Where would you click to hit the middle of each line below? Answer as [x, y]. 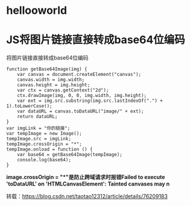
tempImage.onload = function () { [50, 149]
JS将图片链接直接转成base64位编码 [96, 40]
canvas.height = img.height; [54, 85]
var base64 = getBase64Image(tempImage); [70, 155]
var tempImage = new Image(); [44, 134]
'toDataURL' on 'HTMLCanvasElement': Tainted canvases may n [88, 184]
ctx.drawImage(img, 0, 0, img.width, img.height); [82, 96]
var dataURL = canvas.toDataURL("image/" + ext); [81, 111]
